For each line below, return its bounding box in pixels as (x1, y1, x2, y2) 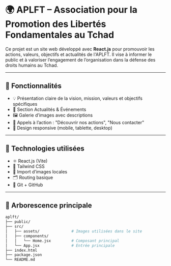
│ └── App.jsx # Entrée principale (5, 243, 115, 248)
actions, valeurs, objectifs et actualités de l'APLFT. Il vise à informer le (5, 51, 152, 57)
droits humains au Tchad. (5, 62, 59, 68)
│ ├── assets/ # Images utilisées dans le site (5, 229, 142, 234)
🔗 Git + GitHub (12, 182, 43, 188)
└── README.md (5, 257, 36, 262)
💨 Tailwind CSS (12, 163, 45, 169)
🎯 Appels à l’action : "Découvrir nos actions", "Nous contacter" (12, 119, 145, 125)
